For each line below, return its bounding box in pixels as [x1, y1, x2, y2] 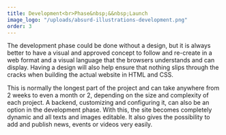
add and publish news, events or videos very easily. [7, 121, 153, 129]
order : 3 [7, 23, 32, 29]
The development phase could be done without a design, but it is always [7, 42, 211, 50]
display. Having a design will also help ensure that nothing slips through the [7, 63, 219, 72]
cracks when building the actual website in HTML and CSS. [7, 71, 174, 79]
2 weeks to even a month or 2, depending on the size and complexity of [7, 91, 210, 99]
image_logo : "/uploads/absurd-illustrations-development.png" [7, 16, 188, 23]
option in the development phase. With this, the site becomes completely [7, 106, 212, 114]
